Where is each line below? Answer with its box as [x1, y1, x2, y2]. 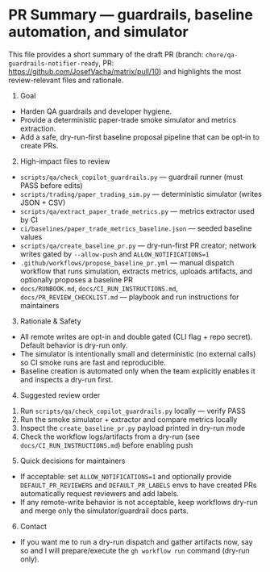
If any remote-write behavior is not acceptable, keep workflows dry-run [19, 497, 258, 507]
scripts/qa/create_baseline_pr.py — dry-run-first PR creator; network [19, 240, 256, 250]
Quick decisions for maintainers [19, 456, 126, 466]
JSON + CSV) [19, 198, 66, 207]
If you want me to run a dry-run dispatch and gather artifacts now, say [19, 537, 253, 546]
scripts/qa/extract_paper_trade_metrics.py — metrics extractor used [19, 206, 255, 215]
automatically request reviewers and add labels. [19, 488, 180, 498]
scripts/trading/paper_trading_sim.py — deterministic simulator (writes [19, 189, 262, 198]
